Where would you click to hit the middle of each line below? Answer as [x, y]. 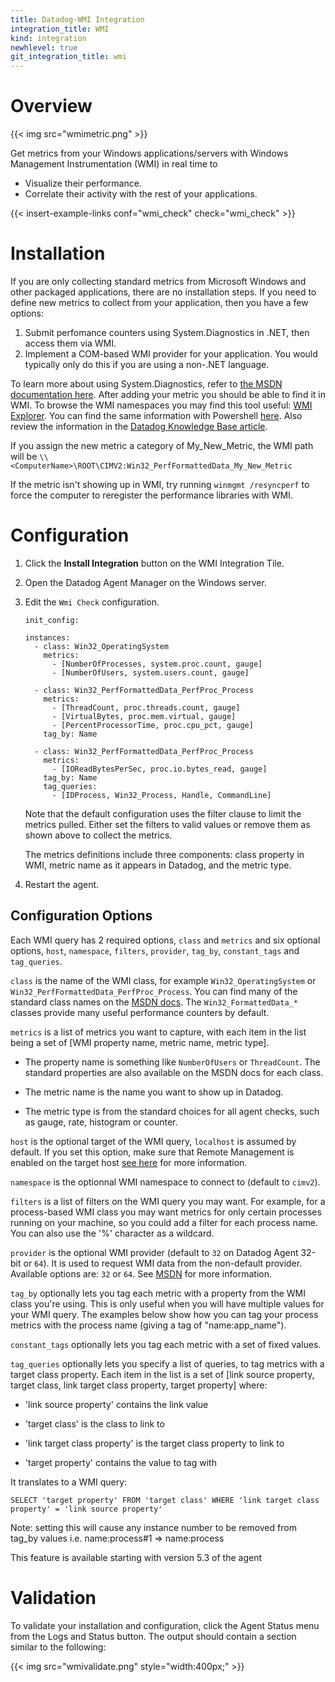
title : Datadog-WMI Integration [77, 19]
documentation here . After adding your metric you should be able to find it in [168, 394]
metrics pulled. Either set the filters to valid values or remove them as [167, 824]
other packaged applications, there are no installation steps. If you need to [163, 292]
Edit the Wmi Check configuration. [92, 602]
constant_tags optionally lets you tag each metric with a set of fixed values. [166, 1344]
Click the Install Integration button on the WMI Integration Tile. [154, 563]
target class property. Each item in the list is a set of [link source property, [162, 1374]
